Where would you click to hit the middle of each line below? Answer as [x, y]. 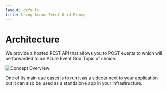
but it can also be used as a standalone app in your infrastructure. [74, 83]
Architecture [32, 39]
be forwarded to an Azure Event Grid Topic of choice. [61, 59]
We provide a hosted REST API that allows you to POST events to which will [84, 53]
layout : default [22, 10]
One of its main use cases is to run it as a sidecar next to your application [82, 78]
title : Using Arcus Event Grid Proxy [45, 15]
